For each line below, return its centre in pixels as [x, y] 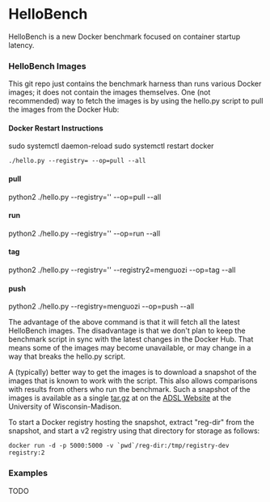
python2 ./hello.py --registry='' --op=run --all [84, 233]
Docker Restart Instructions [56, 128]
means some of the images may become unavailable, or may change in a [130, 348]
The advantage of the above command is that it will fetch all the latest [124, 322]
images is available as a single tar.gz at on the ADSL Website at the [120, 398]
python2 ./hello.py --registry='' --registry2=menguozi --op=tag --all [122, 270]
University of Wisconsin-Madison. [65, 406]
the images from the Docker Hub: [64, 109]
